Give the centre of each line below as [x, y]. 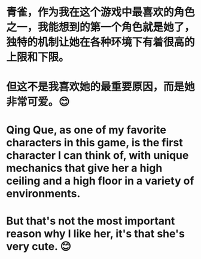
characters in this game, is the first [95, 142]
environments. [43, 193]
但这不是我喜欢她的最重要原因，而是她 [101, 87]
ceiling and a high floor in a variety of [100, 181]
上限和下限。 [38, 57]
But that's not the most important [91, 221]
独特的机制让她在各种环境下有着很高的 [101, 42]
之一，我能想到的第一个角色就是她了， [101, 27]
